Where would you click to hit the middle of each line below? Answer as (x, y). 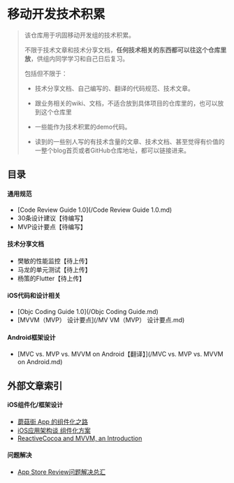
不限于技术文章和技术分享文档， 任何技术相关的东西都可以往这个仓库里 (125, 50)
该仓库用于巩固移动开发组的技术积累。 (79, 35)
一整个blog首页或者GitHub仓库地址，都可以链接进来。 (112, 150)
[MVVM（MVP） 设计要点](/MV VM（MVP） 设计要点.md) (101, 319)
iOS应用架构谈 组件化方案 (54, 430)
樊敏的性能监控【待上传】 (54, 261)
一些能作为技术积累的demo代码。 (83, 127)
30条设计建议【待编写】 (52, 218)
